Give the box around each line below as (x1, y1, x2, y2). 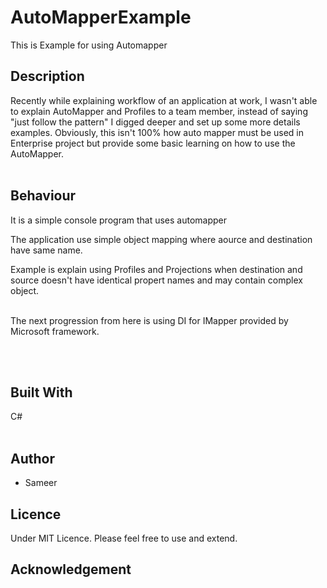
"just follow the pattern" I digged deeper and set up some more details (10, 116, 301, 128)
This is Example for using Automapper (10, 39, 168, 51)
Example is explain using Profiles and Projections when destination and (10, 263, 303, 275)
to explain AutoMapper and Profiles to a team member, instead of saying (10, 105, 308, 117)
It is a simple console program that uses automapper (10, 214, 228, 226)
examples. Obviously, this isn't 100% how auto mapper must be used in (10, 126, 304, 138)
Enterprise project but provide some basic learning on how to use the (10, 137, 296, 149)
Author (10, 450, 55, 467)
